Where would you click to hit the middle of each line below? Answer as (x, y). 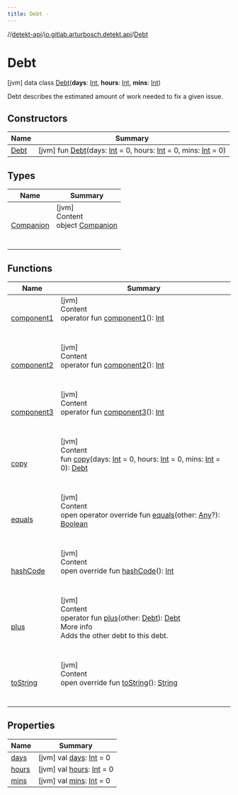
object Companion (87, 226)
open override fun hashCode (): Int (117, 571)
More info (76, 627)
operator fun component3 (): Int (112, 412)
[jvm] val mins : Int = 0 (74, 780)
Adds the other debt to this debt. (114, 636)
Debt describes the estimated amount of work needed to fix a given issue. (115, 96)
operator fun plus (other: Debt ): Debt (120, 618)
